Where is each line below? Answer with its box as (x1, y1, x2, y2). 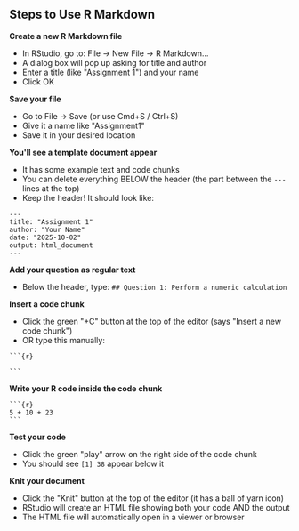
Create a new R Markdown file (9, 30, 123, 41)
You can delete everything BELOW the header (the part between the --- (21, 173, 287, 184)
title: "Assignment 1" (9, 217, 93, 226)
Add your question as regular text (9, 264, 136, 275)
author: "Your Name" (9, 225, 86, 234)
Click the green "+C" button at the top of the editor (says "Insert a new (21, 316, 282, 326)
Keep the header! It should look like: (21, 192, 154, 203)
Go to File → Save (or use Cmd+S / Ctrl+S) (21, 110, 179, 121)
